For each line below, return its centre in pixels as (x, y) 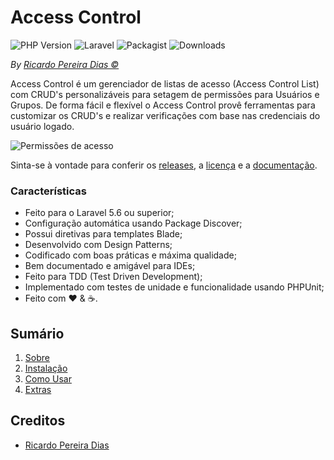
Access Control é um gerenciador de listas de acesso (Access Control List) (165, 83)
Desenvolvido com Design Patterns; (98, 245)
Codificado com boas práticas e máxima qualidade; (130, 255)
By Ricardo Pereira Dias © (65, 64)
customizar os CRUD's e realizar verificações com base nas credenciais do (165, 115)
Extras (38, 390)
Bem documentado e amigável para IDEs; (110, 266)
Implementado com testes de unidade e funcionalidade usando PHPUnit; (174, 287)
